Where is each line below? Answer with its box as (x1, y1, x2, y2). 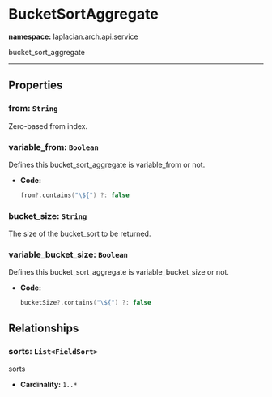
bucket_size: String (8, 210, 87, 221)
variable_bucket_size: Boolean (8, 249, 128, 260)
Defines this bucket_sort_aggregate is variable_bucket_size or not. (8, 267, 229, 277)
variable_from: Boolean (8, 141, 99, 152)
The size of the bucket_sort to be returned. (8, 228, 151, 239)
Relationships (8, 321, 79, 335)
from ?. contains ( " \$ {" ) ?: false (19, 191, 130, 199)
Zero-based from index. (8, 121, 88, 130)
